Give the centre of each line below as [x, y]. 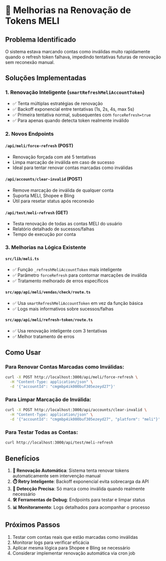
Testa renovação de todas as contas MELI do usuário [67, 224]
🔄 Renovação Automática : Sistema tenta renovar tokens [71, 470]
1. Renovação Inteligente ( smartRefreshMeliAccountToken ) [75, 93]
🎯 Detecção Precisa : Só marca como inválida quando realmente [78, 489]
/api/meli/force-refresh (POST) [39, 146]
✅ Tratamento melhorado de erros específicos [60, 281]
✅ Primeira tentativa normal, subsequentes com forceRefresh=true [82, 115]
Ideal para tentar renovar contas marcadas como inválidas [72, 168]
